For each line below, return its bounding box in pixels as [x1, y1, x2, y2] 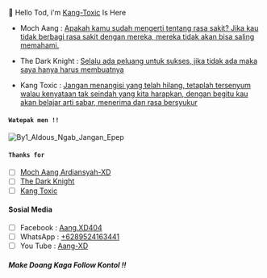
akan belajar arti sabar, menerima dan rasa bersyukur [19, 98, 198, 107]
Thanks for [8, 150, 45, 159]
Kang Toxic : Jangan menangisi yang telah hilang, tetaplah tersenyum [19, 81, 252, 90]
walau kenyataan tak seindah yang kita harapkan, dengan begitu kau [19, 89, 248, 99]
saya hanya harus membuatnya [19, 65, 124, 74]
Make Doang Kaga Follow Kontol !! [8, 259, 127, 270]
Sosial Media [8, 204, 52, 214]
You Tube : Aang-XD [19, 241, 89, 251]
